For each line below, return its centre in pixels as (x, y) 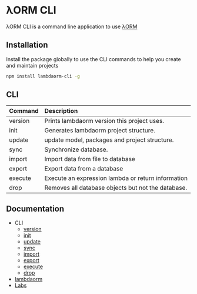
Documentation (35, 208)
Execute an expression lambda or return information (116, 178)
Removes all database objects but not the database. (116, 188)
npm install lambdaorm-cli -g (43, 76)
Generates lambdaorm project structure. (100, 131)
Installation (27, 45)
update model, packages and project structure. (109, 140)
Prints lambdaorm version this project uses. (104, 121)
